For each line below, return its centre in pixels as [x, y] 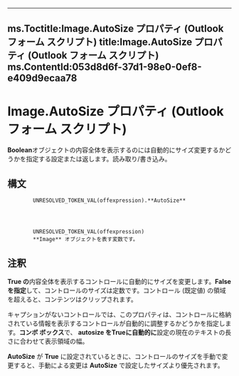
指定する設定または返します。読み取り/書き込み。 [99, 159]
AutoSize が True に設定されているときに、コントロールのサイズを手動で [115, 356]
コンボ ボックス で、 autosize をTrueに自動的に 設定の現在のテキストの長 [125, 332]
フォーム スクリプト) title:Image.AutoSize [100, 42]
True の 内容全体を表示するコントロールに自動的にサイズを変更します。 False [119, 281]
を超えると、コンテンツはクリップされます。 [72, 299]
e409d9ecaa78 [42, 78]
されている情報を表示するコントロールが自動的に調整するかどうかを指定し [116, 323]
